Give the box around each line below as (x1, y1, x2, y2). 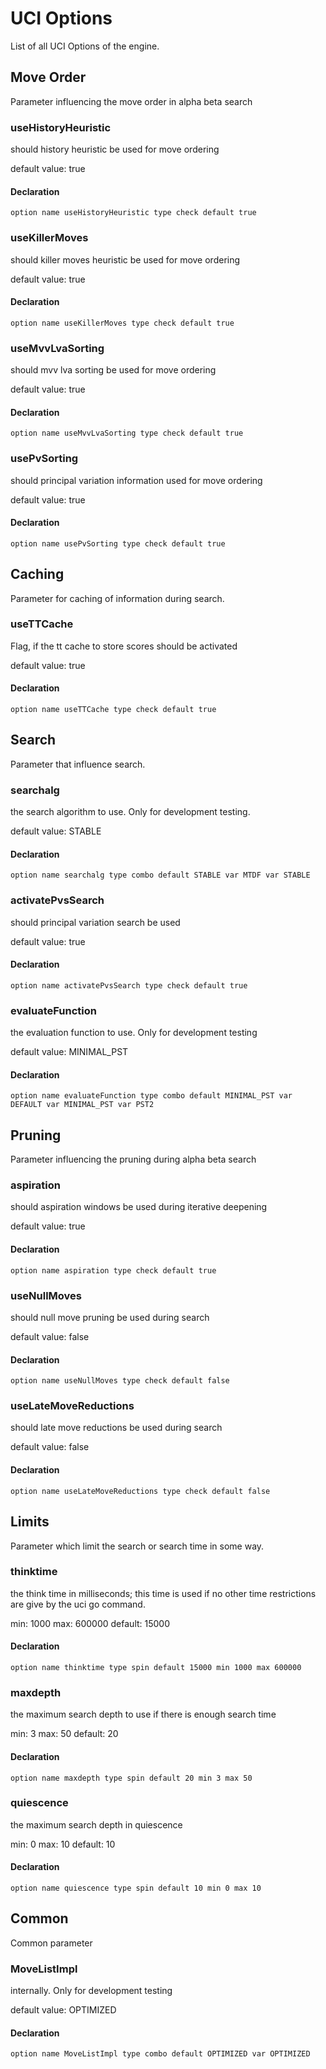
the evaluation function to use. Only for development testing (10, 1027, 258, 1039)
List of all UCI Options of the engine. (10, 40, 160, 52)
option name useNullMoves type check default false (10, 1376, 230, 1386)
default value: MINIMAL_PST (10, 1046, 129, 1058)
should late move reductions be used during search (10, 1422, 223, 1434)
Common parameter (10, 1937, 93, 1949)
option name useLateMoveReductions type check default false (10, 1486, 271, 1496)
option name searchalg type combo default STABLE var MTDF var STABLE (10, 870, 311, 881)
